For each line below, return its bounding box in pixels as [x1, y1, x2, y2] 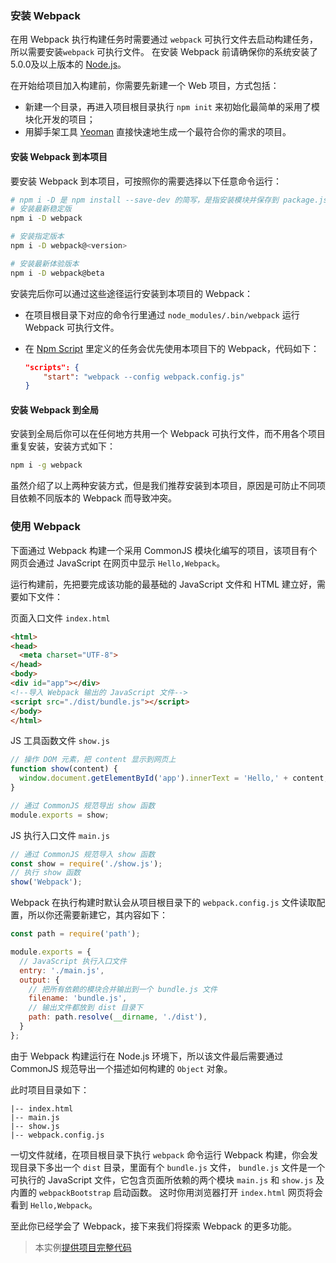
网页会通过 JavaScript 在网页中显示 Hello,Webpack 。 [10, 557, 226, 569]
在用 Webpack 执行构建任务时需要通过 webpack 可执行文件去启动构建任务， [10, 33, 318, 46]
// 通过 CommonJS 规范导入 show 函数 [10, 849, 156, 859]
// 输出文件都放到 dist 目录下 [28, 1003, 143, 1013]
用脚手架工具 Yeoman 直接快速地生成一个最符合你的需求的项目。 [24, 126, 292, 138]
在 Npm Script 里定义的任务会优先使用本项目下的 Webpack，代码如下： [24, 342, 320, 354]
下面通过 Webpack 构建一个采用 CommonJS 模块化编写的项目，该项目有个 [10, 544, 318, 556]
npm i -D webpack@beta [10, 268, 105, 278]
